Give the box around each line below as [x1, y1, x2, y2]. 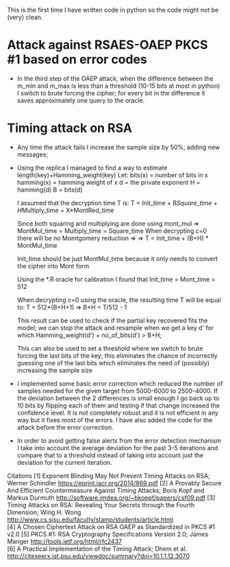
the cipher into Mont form [16, 262, 90, 270]
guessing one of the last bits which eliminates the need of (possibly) [16, 358, 210, 367]
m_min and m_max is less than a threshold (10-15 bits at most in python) [16, 82, 220, 90]
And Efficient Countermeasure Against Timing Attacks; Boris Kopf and [7, 486, 205, 494]
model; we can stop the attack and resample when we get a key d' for [16, 323, 214, 332]
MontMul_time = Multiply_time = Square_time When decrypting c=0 [16, 227, 207, 235]
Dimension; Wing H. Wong [7, 508, 81, 516]
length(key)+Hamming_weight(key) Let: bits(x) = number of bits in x [16, 171, 209, 179]
